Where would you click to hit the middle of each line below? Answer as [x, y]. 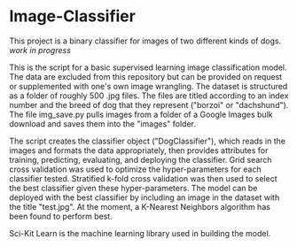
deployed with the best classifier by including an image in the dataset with [145, 197]
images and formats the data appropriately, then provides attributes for [139, 150]
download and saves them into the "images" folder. [103, 123]
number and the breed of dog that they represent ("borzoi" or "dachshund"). [149, 104]
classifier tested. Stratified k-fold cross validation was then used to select [143, 178]
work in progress [40, 50]
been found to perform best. [61, 216]
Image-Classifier [72, 16]
